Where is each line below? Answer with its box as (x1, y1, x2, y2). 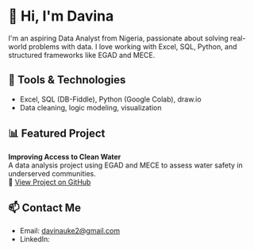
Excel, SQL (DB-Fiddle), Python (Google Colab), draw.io (19, 94, 202, 104)
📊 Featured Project (8, 127, 106, 140)
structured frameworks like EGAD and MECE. (8, 50, 156, 60)
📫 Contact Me (8, 201, 82, 214)
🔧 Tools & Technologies (8, 73, 126, 87)
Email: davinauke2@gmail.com (19, 226, 121, 236)
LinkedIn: (19, 234, 50, 244)
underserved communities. (8, 168, 97, 178)
